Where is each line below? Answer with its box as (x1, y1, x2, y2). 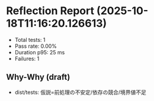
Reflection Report (6, 4, 95, 18)
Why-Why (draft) (6, 72, 70, 82)
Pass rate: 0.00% (14, 43, 57, 50)
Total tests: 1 (14, 36, 46, 43)
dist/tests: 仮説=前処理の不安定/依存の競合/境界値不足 (14, 89, 146, 96)
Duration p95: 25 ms (14, 48, 65, 56)
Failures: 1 (14, 55, 40, 62)
